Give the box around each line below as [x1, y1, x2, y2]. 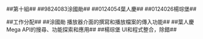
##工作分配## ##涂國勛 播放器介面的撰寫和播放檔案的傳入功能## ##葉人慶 [6, 18, 194, 26]
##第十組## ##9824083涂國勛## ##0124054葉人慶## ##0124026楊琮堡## [6, 5, 197, 12]
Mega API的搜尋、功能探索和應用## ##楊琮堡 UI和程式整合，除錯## [6, 26, 177, 33]
